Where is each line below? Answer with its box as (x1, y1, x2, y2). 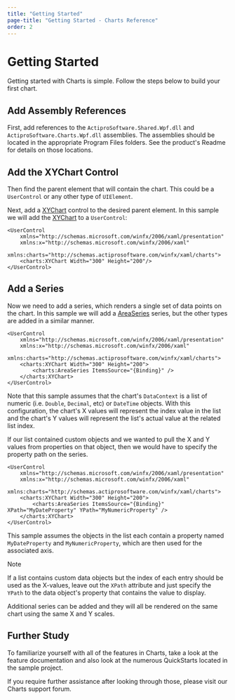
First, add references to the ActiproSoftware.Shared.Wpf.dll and (7, 124, 195, 132)
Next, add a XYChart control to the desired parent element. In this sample (7, 205, 220, 214)
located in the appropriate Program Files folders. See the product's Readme (7, 138, 226, 147)
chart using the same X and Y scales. (7, 609, 115, 618)
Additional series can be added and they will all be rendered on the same (7, 602, 218, 610)
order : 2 (7, 23, 33, 30)
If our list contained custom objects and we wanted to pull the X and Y (7, 435, 210, 443)
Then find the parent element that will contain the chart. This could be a (7, 184, 215, 193)
